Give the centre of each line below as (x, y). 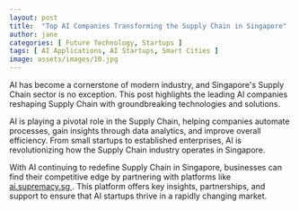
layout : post (34, 17)
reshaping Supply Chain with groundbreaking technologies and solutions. (145, 104)
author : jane (34, 34)
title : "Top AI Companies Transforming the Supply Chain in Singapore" (148, 26)
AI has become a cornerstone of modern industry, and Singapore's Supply (147, 85)
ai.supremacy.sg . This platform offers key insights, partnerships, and (137, 186)
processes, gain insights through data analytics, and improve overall (136, 131)
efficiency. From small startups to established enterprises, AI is (126, 140)
